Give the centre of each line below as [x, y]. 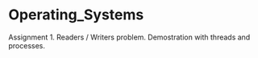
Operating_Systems [76, 15]
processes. [27, 45]
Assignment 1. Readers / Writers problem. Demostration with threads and [129, 37]
